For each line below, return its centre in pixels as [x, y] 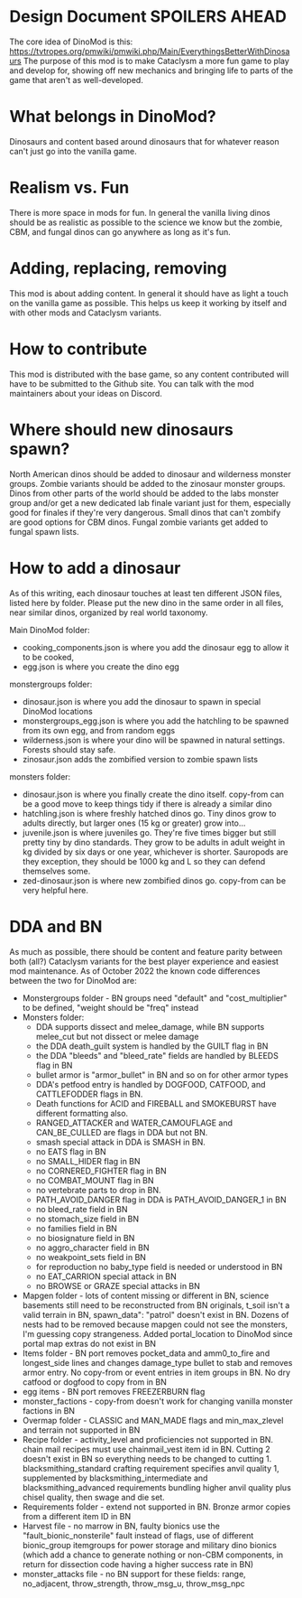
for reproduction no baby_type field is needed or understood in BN [159, 1266]
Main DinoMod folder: [50, 630]
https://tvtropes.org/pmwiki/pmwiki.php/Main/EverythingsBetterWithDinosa [150, 51]
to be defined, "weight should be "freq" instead [110, 1007]
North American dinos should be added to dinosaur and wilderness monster [150, 474]
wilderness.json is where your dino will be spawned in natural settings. [154, 740]
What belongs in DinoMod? [113, 117]
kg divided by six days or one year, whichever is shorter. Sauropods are [155, 852]
